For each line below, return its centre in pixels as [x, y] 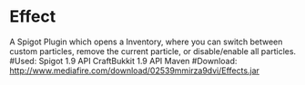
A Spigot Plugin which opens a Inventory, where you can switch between [146, 42]
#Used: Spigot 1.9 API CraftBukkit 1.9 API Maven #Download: [123, 61]
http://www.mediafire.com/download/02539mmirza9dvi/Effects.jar [134, 71]
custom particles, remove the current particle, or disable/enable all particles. [153, 51]
